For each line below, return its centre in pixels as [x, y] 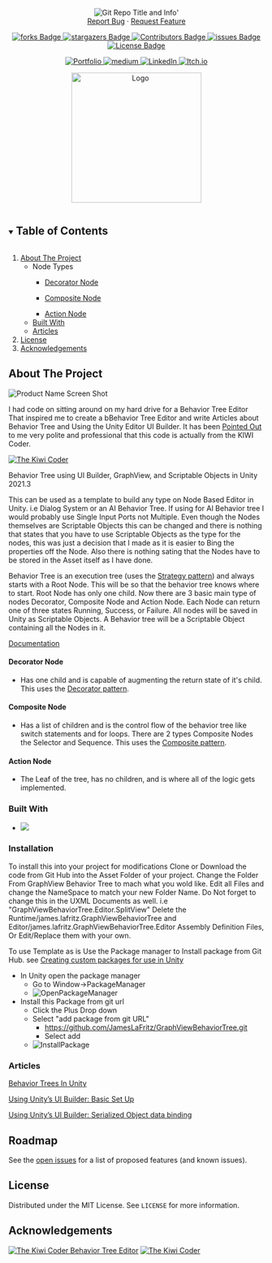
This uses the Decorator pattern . [75, 688]
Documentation [34, 643]
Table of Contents [62, 231]
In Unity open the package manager [80, 975]
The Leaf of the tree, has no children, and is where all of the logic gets [138, 779]
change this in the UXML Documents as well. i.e [88, 901]
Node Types [53, 266]
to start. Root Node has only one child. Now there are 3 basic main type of [133, 592]
